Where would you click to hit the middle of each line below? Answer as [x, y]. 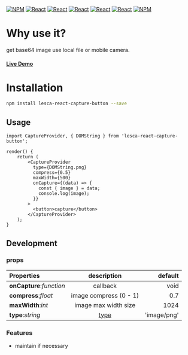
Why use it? [36, 33]
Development [32, 243]
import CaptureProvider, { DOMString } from [63, 136]
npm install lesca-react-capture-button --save [67, 104]
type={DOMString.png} [60, 167]
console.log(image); [64, 194]
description [105, 276]
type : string [25, 315]
